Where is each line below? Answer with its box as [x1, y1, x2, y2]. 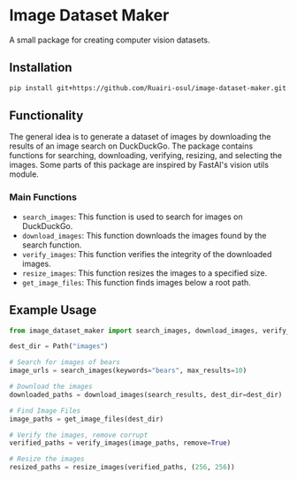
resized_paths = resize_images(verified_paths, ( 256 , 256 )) [9, 463, 236, 472]
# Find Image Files [9, 406, 81, 415]
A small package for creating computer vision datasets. [9, 34, 210, 45]
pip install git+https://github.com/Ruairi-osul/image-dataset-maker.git [9, 83, 287, 93]
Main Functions [9, 191, 78, 203]
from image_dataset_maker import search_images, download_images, [9, 326, 259, 335]
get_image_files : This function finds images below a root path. [21, 277, 252, 287]
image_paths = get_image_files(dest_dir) [9, 415, 164, 423]
